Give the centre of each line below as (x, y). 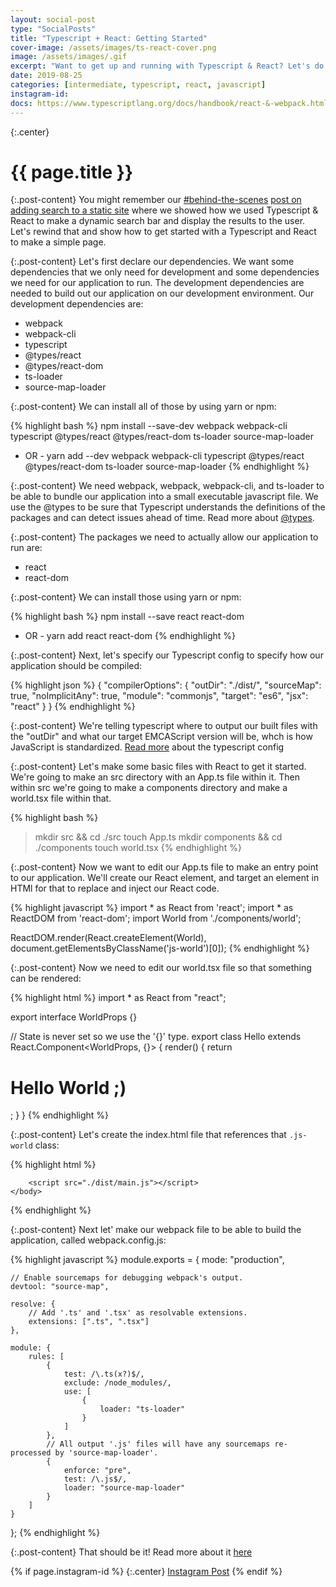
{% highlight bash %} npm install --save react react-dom (127, 617)
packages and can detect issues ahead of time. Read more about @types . (162, 518)
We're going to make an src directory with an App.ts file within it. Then (155, 777)
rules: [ (46, 1357)
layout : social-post (53, 19)
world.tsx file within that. (61, 798)
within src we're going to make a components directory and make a (149, 788)
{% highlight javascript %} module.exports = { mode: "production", (147, 1260)
